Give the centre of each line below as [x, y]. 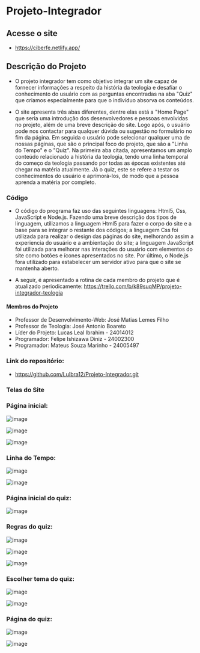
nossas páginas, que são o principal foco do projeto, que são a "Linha [101, 144]
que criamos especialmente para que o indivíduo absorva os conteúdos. [104, 100]
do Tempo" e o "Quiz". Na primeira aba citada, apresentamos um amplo [103, 150]
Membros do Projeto [32, 306]
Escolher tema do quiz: [41, 578]
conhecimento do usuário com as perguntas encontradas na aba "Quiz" [104, 94]
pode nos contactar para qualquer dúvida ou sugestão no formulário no [103, 131]
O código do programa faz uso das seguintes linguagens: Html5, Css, [101, 211]
